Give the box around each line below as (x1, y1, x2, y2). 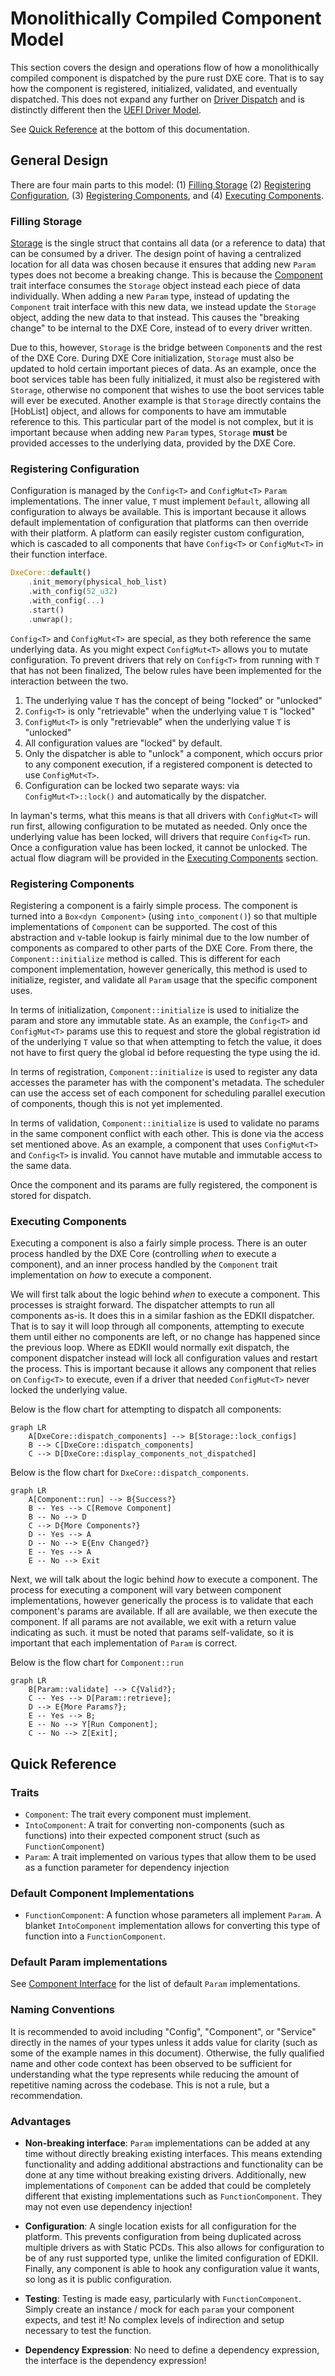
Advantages (10, 2114, 72, 2128)
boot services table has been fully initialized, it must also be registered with (10, 373, 321, 386)
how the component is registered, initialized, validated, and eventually (10, 82, 298, 94)
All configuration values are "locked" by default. (24, 737, 223, 749)
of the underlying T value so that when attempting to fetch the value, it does (10, 1035, 323, 1047)
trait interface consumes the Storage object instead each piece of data (10, 280, 301, 292)
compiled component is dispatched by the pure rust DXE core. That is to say (10, 72, 325, 84)
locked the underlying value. (10, 1384, 128, 1396)
